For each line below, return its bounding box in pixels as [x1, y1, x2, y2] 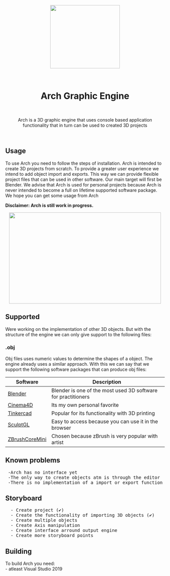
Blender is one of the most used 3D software [51, 387, 158, 394]
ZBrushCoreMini [8, 436, 47, 443]
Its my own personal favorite [51, 401, 119, 408]
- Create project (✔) [10, 507, 64, 513]
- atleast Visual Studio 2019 [5, 566, 63, 572]
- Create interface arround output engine [10, 527, 118, 533]
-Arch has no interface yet [8, 469, 77, 475]
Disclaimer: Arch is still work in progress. [5, 202, 94, 208]
